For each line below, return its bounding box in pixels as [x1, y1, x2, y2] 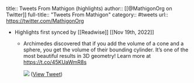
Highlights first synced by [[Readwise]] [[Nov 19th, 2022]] [14, 29, 154, 36]
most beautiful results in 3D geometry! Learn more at [23, 53, 151, 59]
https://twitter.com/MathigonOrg [6, 18, 84, 24]
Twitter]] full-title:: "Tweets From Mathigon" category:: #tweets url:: [6, 11, 168, 18]
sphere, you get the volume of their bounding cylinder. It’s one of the [23, 46, 189, 53]
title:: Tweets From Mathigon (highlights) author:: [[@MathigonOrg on [6, 5, 172, 12]
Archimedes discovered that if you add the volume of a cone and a [23, 40, 184, 47]
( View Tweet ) [30, 71, 63, 78]
